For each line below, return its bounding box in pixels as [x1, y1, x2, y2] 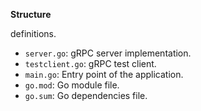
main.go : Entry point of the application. [24, 69, 184, 80]
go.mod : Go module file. [24, 79, 120, 91]
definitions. [10, 28, 57, 39]
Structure [10, 9, 52, 20]
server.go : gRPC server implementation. [24, 47, 192, 59]
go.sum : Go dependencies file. [24, 90, 148, 101]
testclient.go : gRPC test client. [24, 58, 157, 69]
